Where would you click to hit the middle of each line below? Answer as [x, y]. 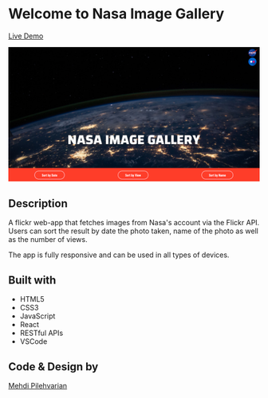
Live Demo [26, 36]
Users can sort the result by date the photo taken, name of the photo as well [134, 231]
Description [38, 204]
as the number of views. [48, 240]
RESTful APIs [41, 333]
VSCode [33, 341]
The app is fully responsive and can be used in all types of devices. [119, 255]
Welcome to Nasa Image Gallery [116, 14]
